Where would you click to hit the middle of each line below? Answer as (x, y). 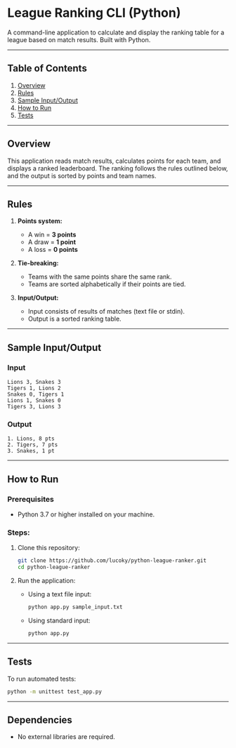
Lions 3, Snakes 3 (34, 382)
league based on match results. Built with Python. (79, 39)
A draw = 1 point (52, 242)
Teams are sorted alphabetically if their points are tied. (107, 284)
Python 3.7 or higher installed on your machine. (86, 514)
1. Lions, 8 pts (31, 439)
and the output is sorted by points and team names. (82, 175)
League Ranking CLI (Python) (94, 13)
